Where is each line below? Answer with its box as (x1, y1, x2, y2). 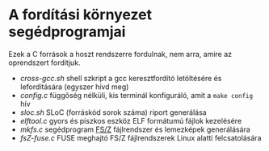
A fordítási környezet (8, 6, 152, 24)
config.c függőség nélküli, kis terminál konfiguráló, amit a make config (19, 90, 253, 100)
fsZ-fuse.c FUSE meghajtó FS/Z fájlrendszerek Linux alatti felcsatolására (19, 133, 262, 142)
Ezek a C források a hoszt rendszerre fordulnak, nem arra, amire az (8, 49, 233, 59)
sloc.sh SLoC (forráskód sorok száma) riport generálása (19, 107, 208, 117)
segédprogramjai (8, 22, 126, 41)
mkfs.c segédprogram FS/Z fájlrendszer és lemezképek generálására (19, 124, 250, 134)
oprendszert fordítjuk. (8, 58, 81, 67)
